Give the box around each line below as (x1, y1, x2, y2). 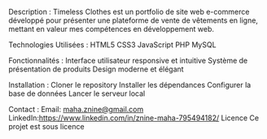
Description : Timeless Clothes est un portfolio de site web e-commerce (8, 7, 250, 16)
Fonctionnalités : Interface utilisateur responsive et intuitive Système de (8, 56, 248, 65)
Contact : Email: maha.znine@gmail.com (8, 105, 144, 114)
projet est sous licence (8, 122, 85, 131)
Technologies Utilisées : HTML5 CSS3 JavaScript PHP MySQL (8, 40, 217, 50)
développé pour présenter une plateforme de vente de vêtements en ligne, (8, 15, 259, 25)
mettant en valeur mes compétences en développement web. (8, 24, 214, 33)
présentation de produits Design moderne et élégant (8, 64, 185, 74)
